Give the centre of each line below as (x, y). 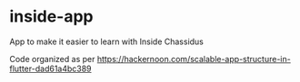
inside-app (51, 17)
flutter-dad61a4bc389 (51, 68)
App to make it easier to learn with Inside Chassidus (107, 41)
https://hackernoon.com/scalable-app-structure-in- (194, 59)
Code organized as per (52, 59)
